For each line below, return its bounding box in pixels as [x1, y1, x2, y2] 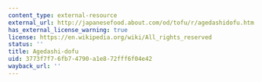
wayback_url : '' [8, 62, 61, 70]
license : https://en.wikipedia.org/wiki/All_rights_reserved [8, 33, 213, 41]
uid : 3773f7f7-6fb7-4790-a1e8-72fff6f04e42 [8, 55, 153, 63]
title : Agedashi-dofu [8, 48, 79, 55]
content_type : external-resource [8, 11, 118, 20]
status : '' [8, 41, 44, 48]
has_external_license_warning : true [8, 26, 128, 34]
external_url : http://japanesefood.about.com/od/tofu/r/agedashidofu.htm [8, 19, 255, 27]
